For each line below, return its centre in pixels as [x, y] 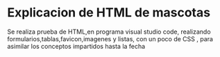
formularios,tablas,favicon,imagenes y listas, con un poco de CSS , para [110, 38]
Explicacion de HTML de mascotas [109, 13]
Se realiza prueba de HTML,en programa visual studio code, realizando [109, 32]
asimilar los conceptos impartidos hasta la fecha [76, 46]
